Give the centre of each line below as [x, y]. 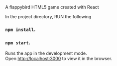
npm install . [20, 29]
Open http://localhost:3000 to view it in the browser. [59, 59]
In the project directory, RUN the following [48, 16]
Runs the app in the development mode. [46, 53]
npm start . [18, 42]
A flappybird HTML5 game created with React [52, 7]
